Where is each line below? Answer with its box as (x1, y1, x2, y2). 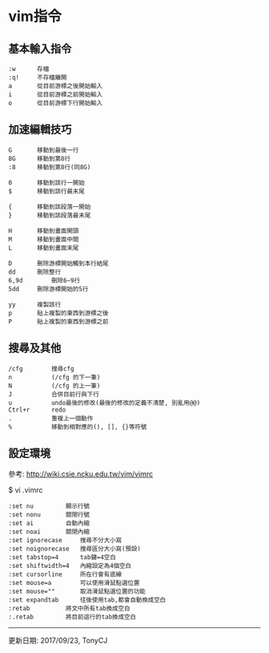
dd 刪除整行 (8, 268, 62, 276)
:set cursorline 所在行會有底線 (8, 570, 122, 578)
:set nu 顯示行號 (8, 502, 90, 510)
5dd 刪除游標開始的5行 (8, 285, 89, 293)
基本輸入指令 (8, 42, 72, 55)
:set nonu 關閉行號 (8, 511, 90, 519)
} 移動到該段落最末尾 (8, 211, 91, 219)
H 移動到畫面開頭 (8, 226, 79, 235)
